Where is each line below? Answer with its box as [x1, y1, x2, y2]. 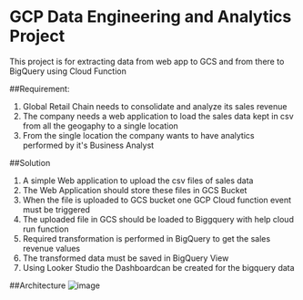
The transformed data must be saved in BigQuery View [22, 253, 229, 264]
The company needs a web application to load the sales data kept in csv [22, 110, 294, 121]
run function [22, 223, 69, 234]
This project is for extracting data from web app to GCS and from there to [9, 56, 285, 67]
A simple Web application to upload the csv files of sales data [22, 175, 254, 186]
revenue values [22, 243, 81, 253]
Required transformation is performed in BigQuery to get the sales [22, 233, 271, 243]
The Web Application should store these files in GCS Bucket [22, 184, 247, 195]
